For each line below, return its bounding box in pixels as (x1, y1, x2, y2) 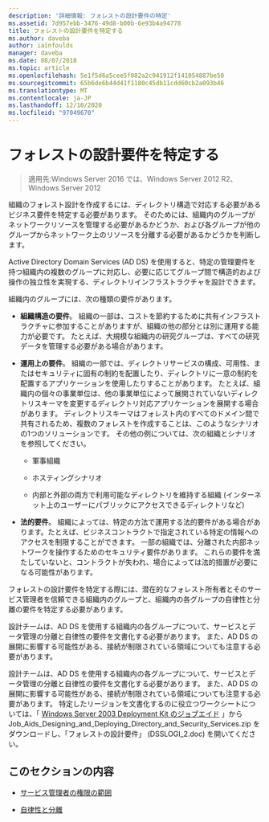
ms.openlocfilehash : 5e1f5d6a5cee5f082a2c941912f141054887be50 (8, 72, 225, 80)
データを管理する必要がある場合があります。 (19, 341, 168, 350)
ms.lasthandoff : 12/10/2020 (8, 101, 103, 109)
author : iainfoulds (8, 42, 74, 50)
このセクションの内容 (8, 765, 114, 779)
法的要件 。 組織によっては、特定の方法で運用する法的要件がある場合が (19, 517, 255, 526)
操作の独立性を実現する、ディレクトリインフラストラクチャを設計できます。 (8, 276, 260, 286)
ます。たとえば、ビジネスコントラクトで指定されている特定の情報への (26, 527, 259, 537)
